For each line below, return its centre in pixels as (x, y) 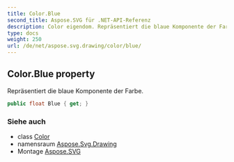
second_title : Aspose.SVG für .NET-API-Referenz (79, 20)
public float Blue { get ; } (48, 104)
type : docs (23, 33)
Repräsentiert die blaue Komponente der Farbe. (76, 90)
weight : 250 (24, 40)
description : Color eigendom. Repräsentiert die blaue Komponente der (112, 26)
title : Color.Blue (34, 14)
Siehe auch (27, 121)
